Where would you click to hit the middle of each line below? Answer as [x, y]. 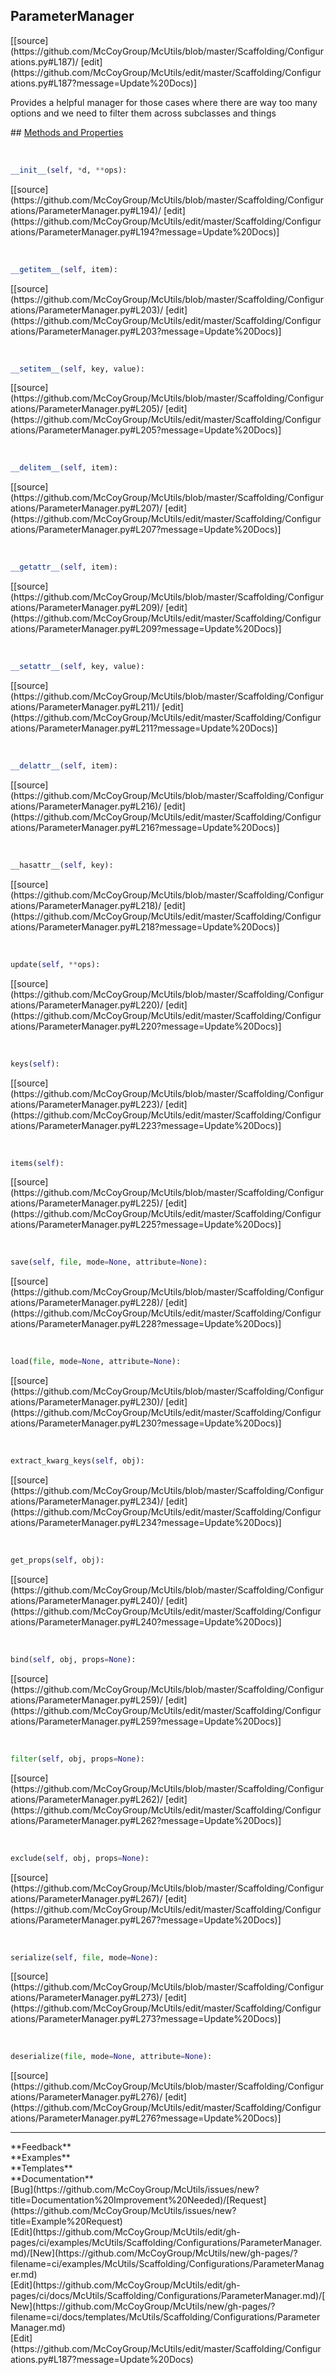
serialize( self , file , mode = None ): [84, 1957]
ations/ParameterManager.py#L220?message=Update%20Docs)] [146, 1026]
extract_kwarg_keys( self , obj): [77, 1461]
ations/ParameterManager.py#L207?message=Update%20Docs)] [146, 530]
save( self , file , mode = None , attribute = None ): [109, 1262]
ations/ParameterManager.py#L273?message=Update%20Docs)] [146, 2019]
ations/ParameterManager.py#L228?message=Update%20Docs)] [146, 1324]
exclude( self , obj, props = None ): [80, 1858]
